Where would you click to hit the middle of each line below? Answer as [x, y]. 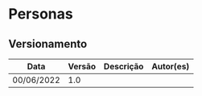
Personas [41, 14]
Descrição [124, 67]
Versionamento [48, 44]
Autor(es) [171, 67]
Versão [82, 67]
